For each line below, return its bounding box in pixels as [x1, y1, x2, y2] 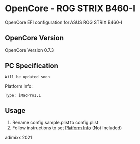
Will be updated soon [5, 74, 50, 79]
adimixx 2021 [5, 135, 32, 141]
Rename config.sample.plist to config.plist [12, 120, 99, 126]
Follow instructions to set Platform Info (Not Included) [12, 125, 122, 131]
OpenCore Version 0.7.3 [5, 47, 54, 53]
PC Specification [5, 62, 58, 70]
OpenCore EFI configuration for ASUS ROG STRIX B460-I [5, 19, 123, 25]
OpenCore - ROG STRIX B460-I [5, 3, 136, 14]
